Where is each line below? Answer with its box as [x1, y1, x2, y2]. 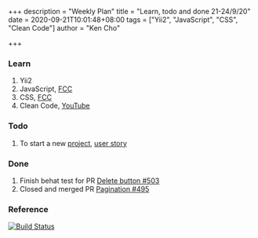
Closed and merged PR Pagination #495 [19, 184, 150, 193]
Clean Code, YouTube [19, 101, 90, 111]
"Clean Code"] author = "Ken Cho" [8, 24, 120, 32]
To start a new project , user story [19, 138, 128, 148]
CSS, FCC [19, 93, 53, 102]
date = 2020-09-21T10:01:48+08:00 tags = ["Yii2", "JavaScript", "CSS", [8, 15, 238, 24]
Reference [8, 203, 49, 214]
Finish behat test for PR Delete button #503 [19, 176, 160, 185]
